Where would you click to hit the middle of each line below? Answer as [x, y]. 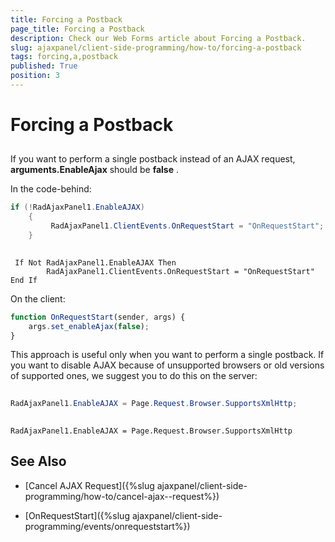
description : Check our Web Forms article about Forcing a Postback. [158, 38]
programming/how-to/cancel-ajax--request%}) [122, 496]
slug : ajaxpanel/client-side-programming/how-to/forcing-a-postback [156, 47]
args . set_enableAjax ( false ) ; [89, 326]
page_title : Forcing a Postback [77, 29]
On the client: [38, 298]
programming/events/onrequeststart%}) [107, 526]
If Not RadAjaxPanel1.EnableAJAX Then [95, 262]
